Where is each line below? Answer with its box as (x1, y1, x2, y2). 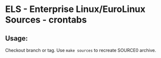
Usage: (5, 34, 28, 42)
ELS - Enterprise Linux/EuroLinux (5, 3, 146, 15)
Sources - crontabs (5, 14, 87, 25)
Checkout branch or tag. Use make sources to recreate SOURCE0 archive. (5, 47, 156, 53)
